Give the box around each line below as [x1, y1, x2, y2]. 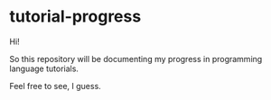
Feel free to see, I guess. [9, 80, 101, 91]
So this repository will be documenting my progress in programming [9, 53, 263, 64]
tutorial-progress [9, 6, 142, 27]
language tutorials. [9, 63, 79, 74]
